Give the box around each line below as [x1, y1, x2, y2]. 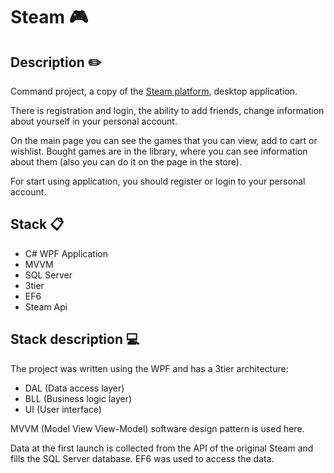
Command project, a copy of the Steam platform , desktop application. [10, 85, 298, 97]
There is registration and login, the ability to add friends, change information [10, 105, 325, 116]
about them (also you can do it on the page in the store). [10, 156, 242, 168]
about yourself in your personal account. [10, 115, 178, 127]
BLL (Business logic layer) [24, 392, 133, 404]
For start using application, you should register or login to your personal [10, 175, 306, 187]
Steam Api [24, 300, 68, 313]
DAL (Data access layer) [24, 382, 125, 394]
